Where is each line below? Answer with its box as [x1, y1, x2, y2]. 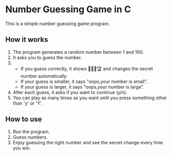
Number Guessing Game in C [5, 4, 131, 15]
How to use [5, 115, 42, 124]
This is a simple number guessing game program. [5, 20, 110, 27]
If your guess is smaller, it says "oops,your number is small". [20, 78, 148, 84]
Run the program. [12, 128, 50, 135]
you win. [12, 145, 31, 151]
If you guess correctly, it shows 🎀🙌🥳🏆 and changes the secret [20, 65, 153, 72]
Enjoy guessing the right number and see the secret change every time [12, 139, 163, 145]
